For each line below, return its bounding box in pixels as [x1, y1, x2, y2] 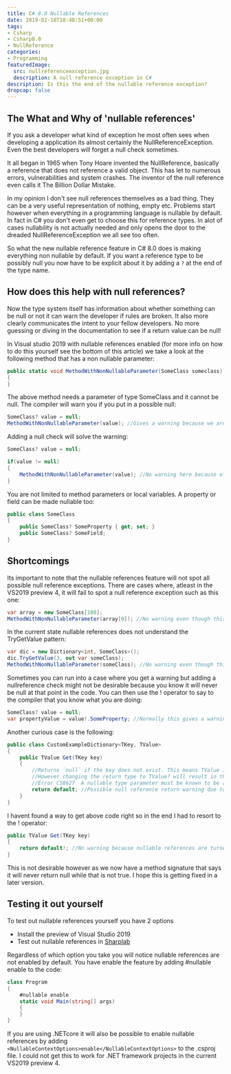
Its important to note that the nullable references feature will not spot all [7, 574, 210, 582]
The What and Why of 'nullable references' [7, 112, 196, 124]
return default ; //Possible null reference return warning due [32, 786, 217, 793]
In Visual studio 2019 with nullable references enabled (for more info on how [7, 339, 223, 348]
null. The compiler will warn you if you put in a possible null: [7, 401, 177, 409]
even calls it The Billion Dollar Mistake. [7, 181, 116, 189]
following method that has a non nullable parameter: [7, 354, 155, 363]
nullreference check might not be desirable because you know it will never [7, 681, 218, 689]
